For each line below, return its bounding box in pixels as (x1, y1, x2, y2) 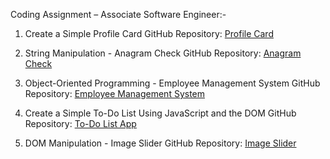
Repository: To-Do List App (24, 118, 137, 129)
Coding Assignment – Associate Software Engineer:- (10, 9, 227, 20)
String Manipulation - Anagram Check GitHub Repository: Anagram (24, 47, 302, 59)
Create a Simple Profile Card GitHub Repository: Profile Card (24, 28, 274, 39)
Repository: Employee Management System (24, 88, 206, 99)
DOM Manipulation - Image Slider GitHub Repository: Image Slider (24, 137, 297, 149)
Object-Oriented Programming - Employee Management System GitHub (24, 77, 321, 89)
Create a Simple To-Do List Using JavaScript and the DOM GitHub (24, 107, 297, 119)
